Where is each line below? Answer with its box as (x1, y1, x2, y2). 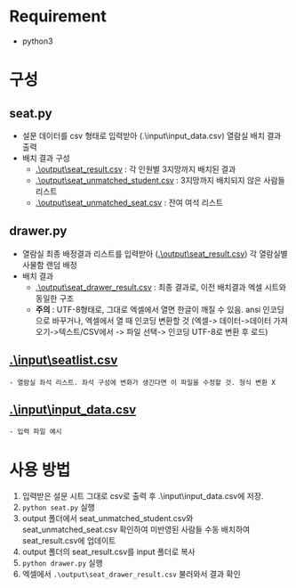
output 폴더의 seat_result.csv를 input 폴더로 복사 (21, 546, 196, 558)
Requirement (9, 6, 107, 27)
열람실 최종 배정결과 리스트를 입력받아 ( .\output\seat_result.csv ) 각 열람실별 (21, 248, 288, 259)
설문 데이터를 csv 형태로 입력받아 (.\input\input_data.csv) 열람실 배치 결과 (21, 130, 282, 141)
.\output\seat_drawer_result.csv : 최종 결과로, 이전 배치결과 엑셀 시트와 (35, 282, 287, 292)
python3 (21, 36, 53, 46)
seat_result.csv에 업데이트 (21, 535, 116, 546)
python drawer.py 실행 (21, 558, 104, 568)
